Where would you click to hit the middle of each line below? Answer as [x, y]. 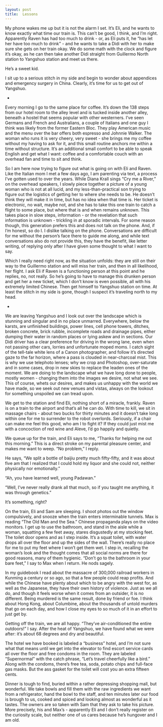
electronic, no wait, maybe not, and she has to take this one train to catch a [80, 205]
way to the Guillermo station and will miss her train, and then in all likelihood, [81, 266]
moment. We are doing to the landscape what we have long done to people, [81, 373]
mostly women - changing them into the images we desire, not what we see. [81, 378]
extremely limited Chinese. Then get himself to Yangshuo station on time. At [81, 287]
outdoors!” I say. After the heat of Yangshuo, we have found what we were [80, 629]
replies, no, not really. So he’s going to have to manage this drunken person [81, 276]
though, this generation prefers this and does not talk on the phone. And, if [80, 225]
